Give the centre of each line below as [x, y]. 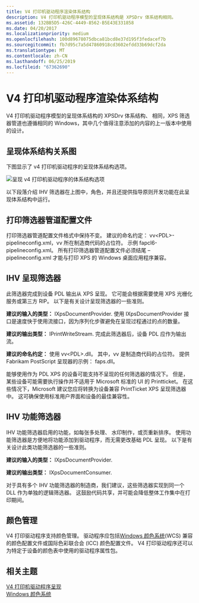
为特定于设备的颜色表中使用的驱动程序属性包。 [63, 551]
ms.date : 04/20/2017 [32, 28]
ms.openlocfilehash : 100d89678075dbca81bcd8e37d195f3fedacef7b [86, 39]
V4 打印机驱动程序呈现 [34, 587]
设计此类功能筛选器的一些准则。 [50, 447]
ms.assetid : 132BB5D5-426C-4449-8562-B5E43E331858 [70, 23]
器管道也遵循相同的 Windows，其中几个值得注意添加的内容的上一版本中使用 [99, 123]
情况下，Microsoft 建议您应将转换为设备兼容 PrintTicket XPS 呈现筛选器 [99, 389]
